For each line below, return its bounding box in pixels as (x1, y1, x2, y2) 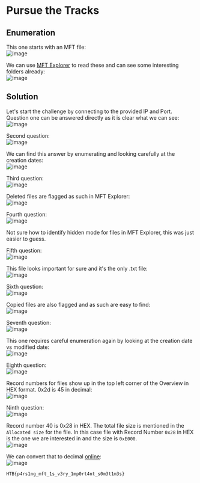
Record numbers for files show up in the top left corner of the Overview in (6, 380, 189, 387)
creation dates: (6, 156, 44, 164)
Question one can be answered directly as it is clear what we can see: (6, 114, 180, 121)
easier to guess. (6, 235, 46, 242)
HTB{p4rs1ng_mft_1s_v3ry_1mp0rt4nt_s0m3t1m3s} (6, 470, 125, 477)
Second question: (6, 132, 50, 139)
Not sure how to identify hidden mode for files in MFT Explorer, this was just (6, 229, 194, 236)
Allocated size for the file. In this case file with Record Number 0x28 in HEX (6, 428, 194, 435)
